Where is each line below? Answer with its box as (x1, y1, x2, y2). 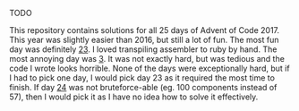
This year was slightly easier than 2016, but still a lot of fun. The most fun (9, 35, 279, 45)
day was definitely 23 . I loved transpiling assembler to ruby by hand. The (9, 44, 278, 55)
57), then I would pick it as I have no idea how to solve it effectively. (9, 91, 259, 102)
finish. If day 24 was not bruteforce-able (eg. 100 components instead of (9, 82, 278, 92)
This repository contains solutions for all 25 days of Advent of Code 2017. (9, 25, 280, 35)
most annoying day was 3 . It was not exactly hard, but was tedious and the (9, 54, 285, 64)
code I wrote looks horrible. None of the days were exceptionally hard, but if (9, 63, 290, 73)
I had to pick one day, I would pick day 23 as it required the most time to (9, 73, 276, 83)
